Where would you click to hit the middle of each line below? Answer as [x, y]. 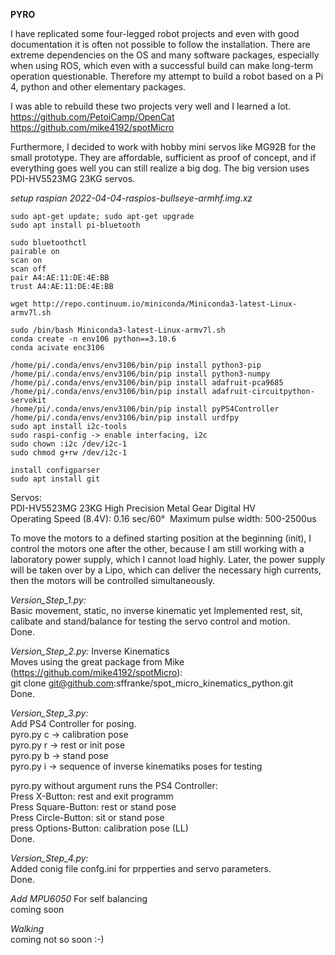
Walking [27, 928]
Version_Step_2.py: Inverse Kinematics [90, 651]
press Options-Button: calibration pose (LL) [99, 828]
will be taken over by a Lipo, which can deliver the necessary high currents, [166, 570]
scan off [28, 269]
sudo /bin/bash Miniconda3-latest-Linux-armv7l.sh [118, 330]
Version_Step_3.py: [49, 713]
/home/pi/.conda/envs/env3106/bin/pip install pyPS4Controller [145, 409]
